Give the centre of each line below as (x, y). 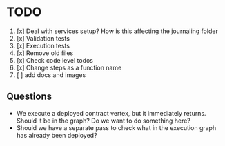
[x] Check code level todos (55, 60)
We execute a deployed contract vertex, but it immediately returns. (111, 113)
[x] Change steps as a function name (69, 67)
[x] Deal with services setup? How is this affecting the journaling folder (117, 31)
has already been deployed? (57, 135)
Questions (29, 97)
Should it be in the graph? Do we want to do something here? (104, 121)
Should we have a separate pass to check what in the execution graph (116, 127)
